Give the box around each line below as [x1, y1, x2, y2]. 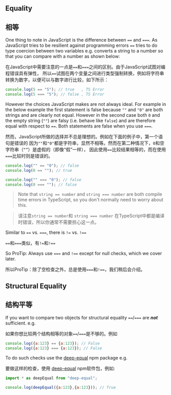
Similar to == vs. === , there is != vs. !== [5, 229, 87, 236]
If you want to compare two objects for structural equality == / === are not [5, 314, 158, 320]
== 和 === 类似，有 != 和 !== [5, 240, 55, 246]
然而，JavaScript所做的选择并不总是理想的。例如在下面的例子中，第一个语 [5, 133, 163, 139]
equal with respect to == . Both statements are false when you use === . [5, 123, 153, 129]
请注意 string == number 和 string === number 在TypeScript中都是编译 [17, 213, 165, 219]
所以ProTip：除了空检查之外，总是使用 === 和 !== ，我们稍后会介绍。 [5, 266, 145, 273]
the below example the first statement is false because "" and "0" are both [5, 106, 163, 113]
